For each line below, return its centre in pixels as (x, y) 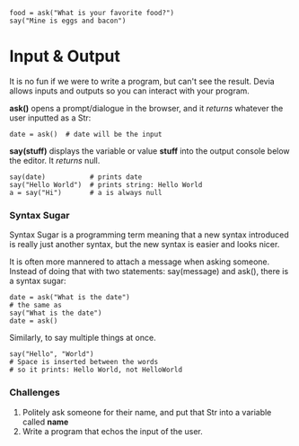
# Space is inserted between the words (84, 362)
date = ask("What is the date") (70, 298)
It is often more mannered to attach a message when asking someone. (140, 262)
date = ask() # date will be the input (86, 134)
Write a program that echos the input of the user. (113, 431)
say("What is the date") (56, 313)
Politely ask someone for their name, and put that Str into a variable (147, 412)
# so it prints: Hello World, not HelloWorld (96, 370)
